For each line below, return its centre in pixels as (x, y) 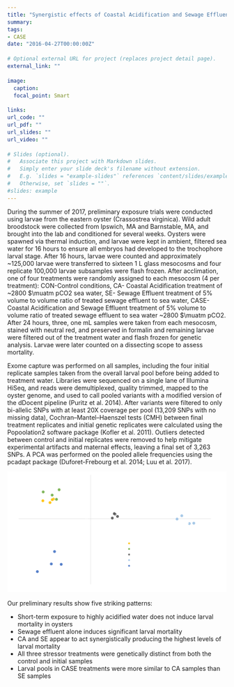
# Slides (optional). (39, 154)
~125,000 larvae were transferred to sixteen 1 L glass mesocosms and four (114, 263)
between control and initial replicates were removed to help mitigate (104, 439)
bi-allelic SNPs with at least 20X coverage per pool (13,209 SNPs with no (112, 410)
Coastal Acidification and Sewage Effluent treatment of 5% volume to (107, 308)
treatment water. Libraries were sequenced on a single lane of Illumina (108, 380)
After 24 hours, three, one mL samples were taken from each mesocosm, (112, 322)
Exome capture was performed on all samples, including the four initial (108, 365)
